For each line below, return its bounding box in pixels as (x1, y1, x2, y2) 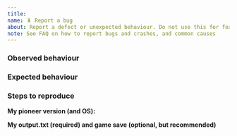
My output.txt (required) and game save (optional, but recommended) (7, 120, 217, 129)
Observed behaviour (7, 54, 80, 63)
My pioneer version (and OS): (7, 107, 96, 116)
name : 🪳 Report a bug (7, 17, 73, 24)
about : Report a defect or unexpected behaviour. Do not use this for (7, 23, 219, 30)
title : (7, 10, 27, 18)
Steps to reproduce (7, 91, 75, 101)
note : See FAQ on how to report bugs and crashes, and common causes (7, 30, 217, 37)
